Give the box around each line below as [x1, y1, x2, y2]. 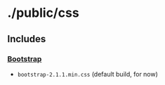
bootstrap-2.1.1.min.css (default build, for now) [17, 70, 158, 78]
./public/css [7, 5, 79, 21]
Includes [7, 33, 46, 45]
